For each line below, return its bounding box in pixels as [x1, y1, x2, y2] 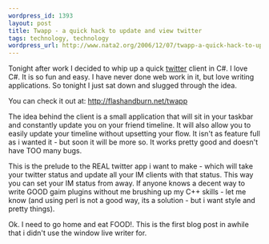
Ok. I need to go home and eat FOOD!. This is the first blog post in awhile [8, 220, 250, 230]
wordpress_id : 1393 [8, 11, 74, 20]
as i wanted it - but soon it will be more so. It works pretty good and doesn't [8, 137, 259, 147]
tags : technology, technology [8, 34, 110, 43]
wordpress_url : [8, 42, 59, 50]
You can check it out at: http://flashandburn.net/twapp [8, 96, 188, 106]
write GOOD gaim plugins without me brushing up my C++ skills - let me [8, 187, 247, 197]
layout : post [8, 19, 52, 27]
